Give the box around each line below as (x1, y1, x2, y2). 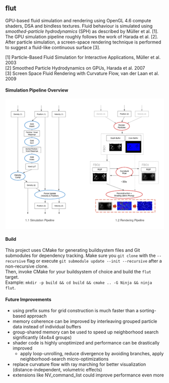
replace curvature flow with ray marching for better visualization (12, 361, 146, 367)
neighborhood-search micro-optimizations (20, 356, 109, 362)
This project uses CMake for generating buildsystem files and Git (5, 247, 140, 253)
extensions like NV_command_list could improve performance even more (12, 372, 164, 378)
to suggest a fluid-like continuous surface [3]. (5, 44, 101, 50)
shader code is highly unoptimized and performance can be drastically (12, 340, 160, 346)
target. (5, 274, 19, 280)
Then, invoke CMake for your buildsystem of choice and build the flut (5, 269, 151, 275)
